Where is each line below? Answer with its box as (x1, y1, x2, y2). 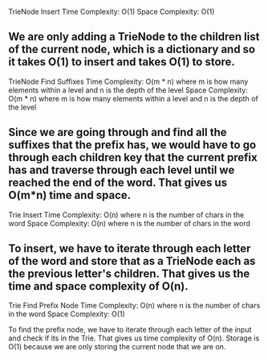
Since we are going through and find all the (8, 126, 227, 139)
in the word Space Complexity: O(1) (8, 309, 126, 319)
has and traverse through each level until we (8, 163, 235, 177)
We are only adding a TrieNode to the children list (8, 30, 260, 43)
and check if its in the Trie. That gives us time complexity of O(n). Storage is (8, 333, 260, 343)
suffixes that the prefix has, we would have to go (8, 138, 257, 152)
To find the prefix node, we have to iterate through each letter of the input (8, 325, 252, 335)
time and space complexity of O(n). (8, 279, 189, 293)
